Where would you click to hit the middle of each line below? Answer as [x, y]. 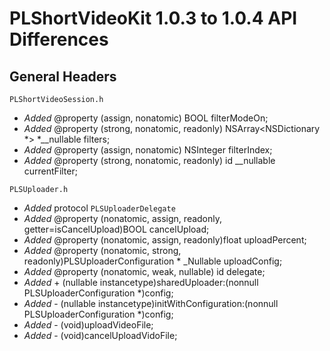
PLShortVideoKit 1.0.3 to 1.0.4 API [153, 18]
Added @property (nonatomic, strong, [102, 250]
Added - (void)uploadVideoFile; [88, 325]
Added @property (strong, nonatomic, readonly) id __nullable [149, 160]
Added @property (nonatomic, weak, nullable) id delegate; [144, 271]
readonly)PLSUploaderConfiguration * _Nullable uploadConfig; [153, 261]
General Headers [63, 76]
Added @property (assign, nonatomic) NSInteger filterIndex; [148, 150]
